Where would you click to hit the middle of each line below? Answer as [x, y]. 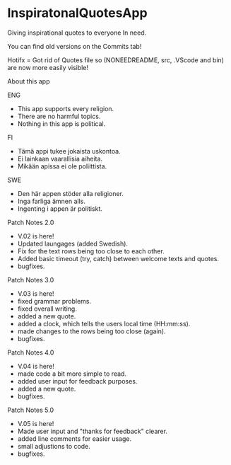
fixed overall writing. [47, 309]
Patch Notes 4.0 [31, 352]
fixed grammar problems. [54, 301]
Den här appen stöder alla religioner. [70, 193]
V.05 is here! [36, 423]
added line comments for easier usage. [75, 438]
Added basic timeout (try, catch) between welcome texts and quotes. [118, 258]
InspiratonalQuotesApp [77, 13]
